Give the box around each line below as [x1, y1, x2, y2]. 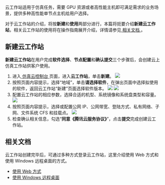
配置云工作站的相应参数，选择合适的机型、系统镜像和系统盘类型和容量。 [12, 91, 159, 97]
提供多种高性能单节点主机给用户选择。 [13, 10, 91, 16]
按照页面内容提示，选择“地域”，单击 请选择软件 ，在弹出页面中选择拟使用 [12, 79, 159, 85]
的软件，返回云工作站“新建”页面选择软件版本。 [12, 85, 107, 91]
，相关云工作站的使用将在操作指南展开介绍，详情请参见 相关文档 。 [9, 27, 145, 33]
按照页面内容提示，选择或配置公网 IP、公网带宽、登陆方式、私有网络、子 [12, 104, 160, 109]
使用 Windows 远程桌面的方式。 [5, 158, 70, 163]
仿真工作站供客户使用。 [5, 63, 53, 69]
